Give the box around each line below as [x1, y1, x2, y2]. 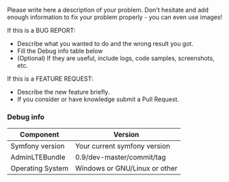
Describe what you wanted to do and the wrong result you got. [16, 40, 193, 47]
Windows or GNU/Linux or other [75, 164, 178, 173]
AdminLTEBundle [10, 153, 66, 162]
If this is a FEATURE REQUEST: [7, 75, 94, 83]
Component [19, 130, 59, 140]
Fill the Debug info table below [16, 47, 103, 55]
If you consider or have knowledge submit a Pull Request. [16, 95, 179, 103]
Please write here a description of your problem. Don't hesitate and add [7, 6, 208, 14]
